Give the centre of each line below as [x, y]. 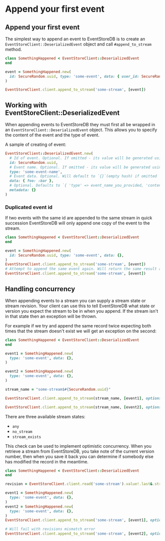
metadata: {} [23, 190]
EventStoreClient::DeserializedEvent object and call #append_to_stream [78, 44]
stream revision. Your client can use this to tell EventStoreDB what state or [80, 306]
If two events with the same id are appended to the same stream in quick [79, 218]
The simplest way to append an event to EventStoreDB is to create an [75, 39]
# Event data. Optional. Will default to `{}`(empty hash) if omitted [83, 176]
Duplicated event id [29, 207]
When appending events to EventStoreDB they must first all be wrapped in [80, 125]
